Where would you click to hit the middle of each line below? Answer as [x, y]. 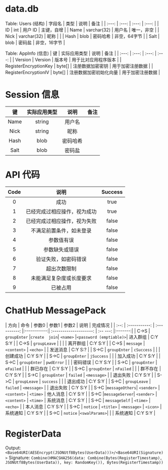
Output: [13, 448]
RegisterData [33, 433]
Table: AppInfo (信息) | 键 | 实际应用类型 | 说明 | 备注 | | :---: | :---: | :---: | [81, 53]
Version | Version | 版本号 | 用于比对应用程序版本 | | [68, 59]
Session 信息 [32, 95]
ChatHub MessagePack [55, 310]
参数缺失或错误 [61, 249]
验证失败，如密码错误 [61, 259]
